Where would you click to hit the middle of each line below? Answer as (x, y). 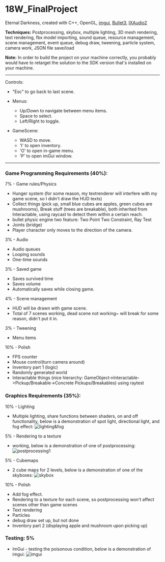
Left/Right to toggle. (40, 121)
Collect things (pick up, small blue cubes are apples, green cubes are (82, 204)
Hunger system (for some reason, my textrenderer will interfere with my (85, 193)
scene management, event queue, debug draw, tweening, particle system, (80, 42)
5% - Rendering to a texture (33, 436)
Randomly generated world (40, 373)
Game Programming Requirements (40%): (56, 173)
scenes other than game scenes (45, 504)
